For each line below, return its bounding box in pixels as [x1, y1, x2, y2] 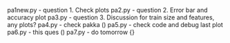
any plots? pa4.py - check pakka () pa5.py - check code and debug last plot [7, 21, 223, 28]
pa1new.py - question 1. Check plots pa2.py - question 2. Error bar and [7, 6, 209, 14]
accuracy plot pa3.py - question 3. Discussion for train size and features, [7, 13, 215, 21]
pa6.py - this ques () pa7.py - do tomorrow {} [7, 28, 135, 36]
